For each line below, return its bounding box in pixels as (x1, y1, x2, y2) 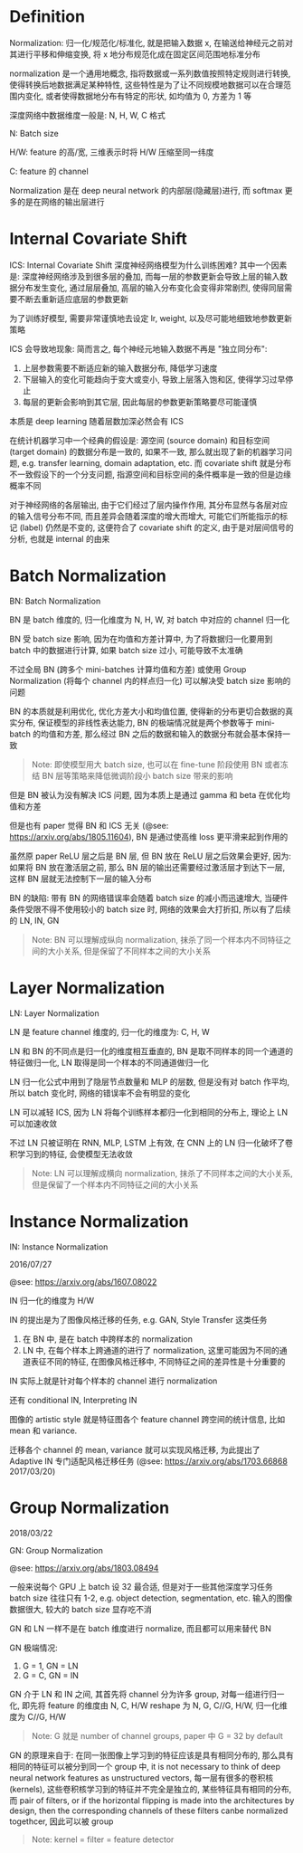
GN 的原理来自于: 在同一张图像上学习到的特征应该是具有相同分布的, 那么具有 (9, 1749, 294, 1761)
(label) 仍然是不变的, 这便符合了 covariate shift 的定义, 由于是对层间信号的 (19, 522, 294, 533)
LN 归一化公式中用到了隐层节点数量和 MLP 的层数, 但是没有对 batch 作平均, (9, 1076, 289, 1087)
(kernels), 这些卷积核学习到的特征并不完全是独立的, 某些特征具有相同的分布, (9, 1783, 292, 1794)
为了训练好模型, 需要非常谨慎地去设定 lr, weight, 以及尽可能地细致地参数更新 (9, 312, 292, 323)
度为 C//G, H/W (9, 1711, 66, 1722)
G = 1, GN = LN (22, 1660, 79, 1671)
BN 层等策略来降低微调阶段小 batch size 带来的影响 (42, 770, 233, 781)
